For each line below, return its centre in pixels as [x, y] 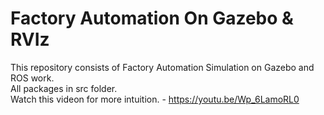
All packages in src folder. [64, 88]
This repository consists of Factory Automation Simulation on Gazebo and [162, 67]
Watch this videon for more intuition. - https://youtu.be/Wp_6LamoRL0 [155, 99]
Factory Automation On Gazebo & [152, 18]
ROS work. [32, 78]
